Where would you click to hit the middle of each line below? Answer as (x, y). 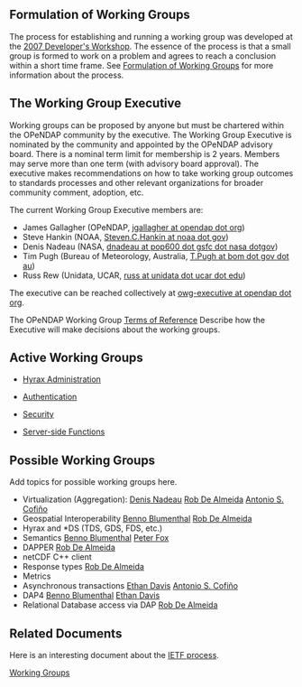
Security (38, 414)
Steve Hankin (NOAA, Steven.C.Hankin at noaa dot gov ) (125, 237)
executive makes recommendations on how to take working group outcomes (151, 173)
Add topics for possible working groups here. (93, 482)
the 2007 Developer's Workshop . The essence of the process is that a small (150, 46)
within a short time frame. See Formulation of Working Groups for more (142, 65)
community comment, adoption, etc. (77, 192)
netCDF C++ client (57, 557)
